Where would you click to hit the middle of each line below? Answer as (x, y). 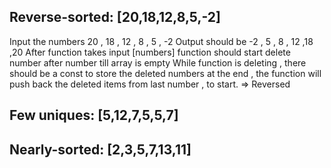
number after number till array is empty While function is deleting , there (158, 62)
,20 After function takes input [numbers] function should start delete (150, 52)
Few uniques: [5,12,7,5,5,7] (94, 115)
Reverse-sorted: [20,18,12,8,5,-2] (115, 17)
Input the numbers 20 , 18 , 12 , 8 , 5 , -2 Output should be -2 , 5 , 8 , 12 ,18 (161, 41)
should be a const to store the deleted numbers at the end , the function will (165, 73)
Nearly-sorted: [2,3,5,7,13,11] (100, 149)
